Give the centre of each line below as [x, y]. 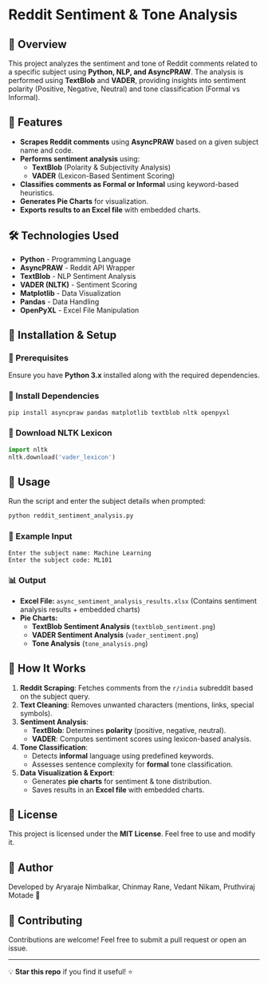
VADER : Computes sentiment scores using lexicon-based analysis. [142, 739]
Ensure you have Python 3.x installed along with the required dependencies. [134, 375]
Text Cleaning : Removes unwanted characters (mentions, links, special [137, 704]
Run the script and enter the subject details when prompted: [107, 501]
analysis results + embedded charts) [80, 609]
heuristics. [37, 193]
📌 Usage [29, 482]
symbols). [36, 713]
